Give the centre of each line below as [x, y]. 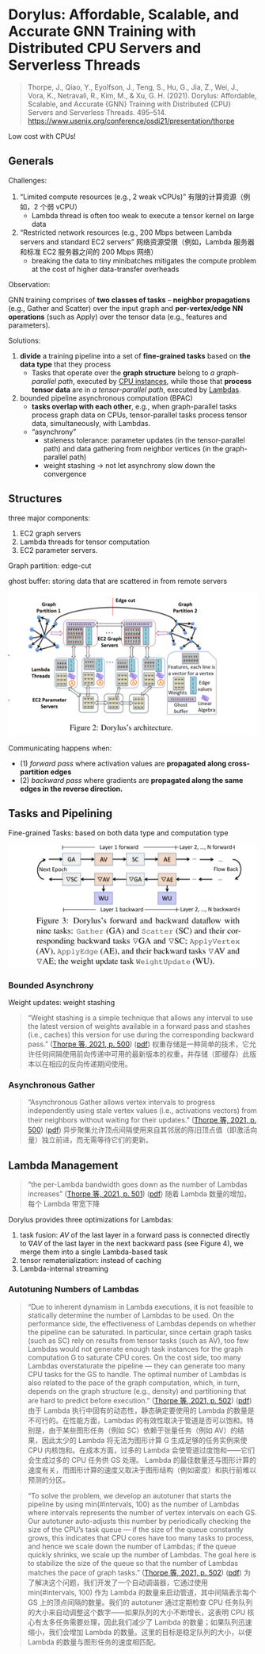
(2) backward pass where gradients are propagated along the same [131, 780]
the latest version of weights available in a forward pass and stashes [139, 1027]
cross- [239, 763]
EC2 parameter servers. [59, 550]
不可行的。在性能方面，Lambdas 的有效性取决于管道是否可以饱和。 [137, 1420]
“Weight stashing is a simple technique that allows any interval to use [140, 1018]
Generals [31, 161]
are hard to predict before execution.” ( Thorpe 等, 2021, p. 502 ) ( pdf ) [140, 1400]
